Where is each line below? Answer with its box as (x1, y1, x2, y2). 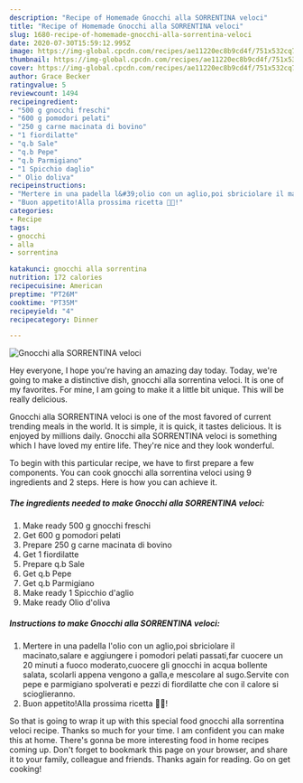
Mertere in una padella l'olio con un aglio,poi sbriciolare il (22, 640, 235, 651)
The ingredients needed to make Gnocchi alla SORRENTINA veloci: (9, 498, 265, 508)
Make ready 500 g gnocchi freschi (22, 520, 151, 531)
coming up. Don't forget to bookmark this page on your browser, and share (9, 744, 289, 755)
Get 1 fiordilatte (22, 549, 79, 560)
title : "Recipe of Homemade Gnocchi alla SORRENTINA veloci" (9, 22, 244, 31)
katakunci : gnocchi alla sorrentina (9, 265, 147, 274)
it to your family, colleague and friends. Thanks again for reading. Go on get (9, 754, 291, 765)
